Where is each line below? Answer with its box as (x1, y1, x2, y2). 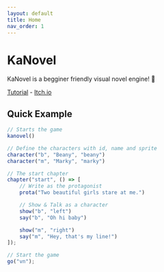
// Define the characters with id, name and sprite (7, 145, 157, 151)
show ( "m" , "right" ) (19, 227, 75, 234)
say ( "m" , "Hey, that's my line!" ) (19, 233, 118, 240)
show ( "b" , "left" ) (19, 208, 72, 214)
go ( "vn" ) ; (7, 258, 36, 265)
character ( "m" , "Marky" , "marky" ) (7, 158, 106, 164)
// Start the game (7, 251, 59, 259)
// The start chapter (7, 170, 69, 177)
